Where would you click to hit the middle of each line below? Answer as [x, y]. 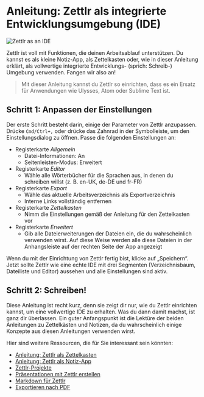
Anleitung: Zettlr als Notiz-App [53, 361]
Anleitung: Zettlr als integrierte [86, 11]
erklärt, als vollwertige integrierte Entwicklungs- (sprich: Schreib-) [89, 66]
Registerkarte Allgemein [45, 149]
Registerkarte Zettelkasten [48, 207]
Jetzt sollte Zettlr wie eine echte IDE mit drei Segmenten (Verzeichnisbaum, [101, 265]
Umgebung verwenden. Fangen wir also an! [61, 72]
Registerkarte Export [41, 188]
